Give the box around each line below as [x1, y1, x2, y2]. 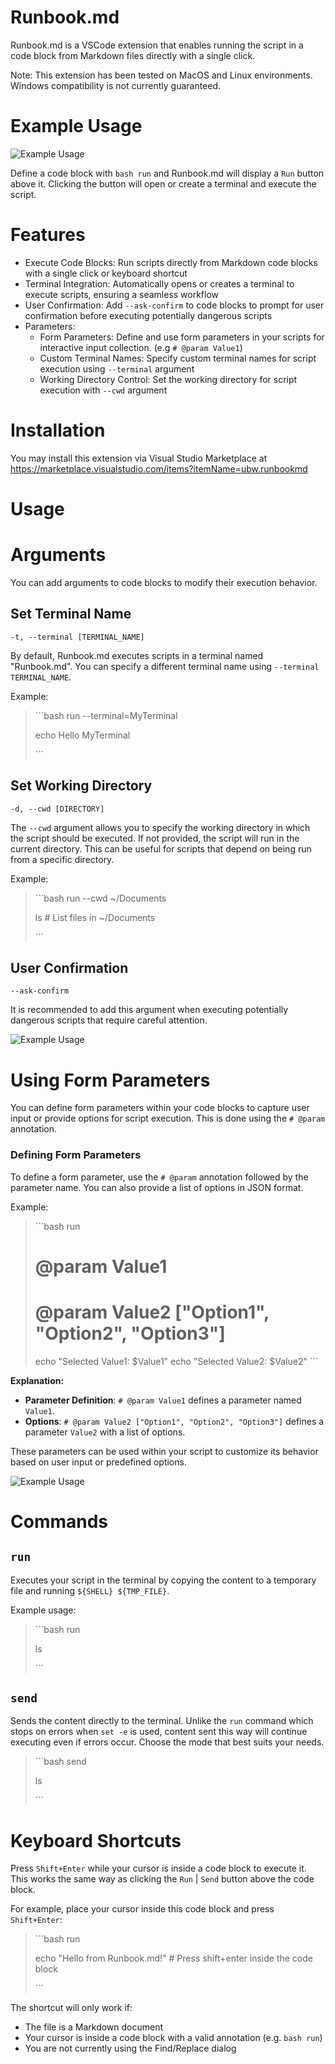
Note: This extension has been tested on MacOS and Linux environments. [10, 69, 313, 81]
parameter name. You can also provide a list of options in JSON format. [10, 1181, 304, 1193]
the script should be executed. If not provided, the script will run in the [10, 832, 300, 844]
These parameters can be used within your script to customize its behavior [10, 1445, 319, 1457]
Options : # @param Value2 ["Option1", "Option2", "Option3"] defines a [24, 1415, 325, 1427]
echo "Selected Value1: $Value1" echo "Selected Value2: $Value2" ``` [34, 1355, 319, 1367]
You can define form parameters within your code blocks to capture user [10, 1102, 310, 1114]
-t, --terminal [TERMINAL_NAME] [10, 632, 145, 642]
